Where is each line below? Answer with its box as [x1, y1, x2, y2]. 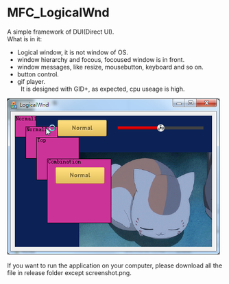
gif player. [16, 77, 46, 85]
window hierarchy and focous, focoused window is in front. [16, 55, 185, 63]
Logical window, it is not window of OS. [16, 48, 128, 56]
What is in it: [7, 34, 43, 43]
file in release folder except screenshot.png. [7, 268, 132, 276]
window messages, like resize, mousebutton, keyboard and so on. [16, 63, 204, 71]
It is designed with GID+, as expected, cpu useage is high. [20, 85, 185, 93]
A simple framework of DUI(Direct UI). [7, 28, 114, 36]
